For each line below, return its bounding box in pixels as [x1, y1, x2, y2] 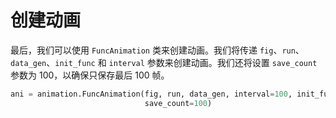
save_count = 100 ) [144, 98, 213, 108]
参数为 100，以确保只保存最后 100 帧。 [10, 69, 170, 81]
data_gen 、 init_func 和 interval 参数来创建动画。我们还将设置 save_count [10, 56, 318, 68]
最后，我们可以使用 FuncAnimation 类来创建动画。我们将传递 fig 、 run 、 [10, 44, 305, 56]
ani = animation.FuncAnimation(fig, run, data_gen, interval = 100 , [10, 89, 293, 99]
